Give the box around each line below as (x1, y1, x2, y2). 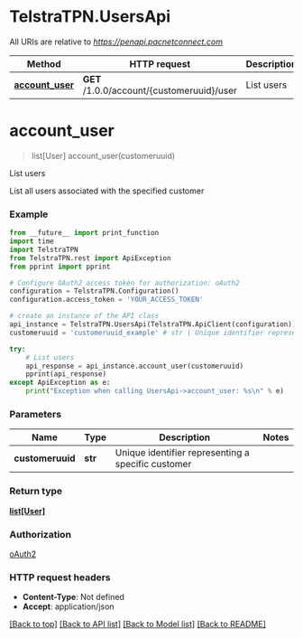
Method (26, 57, 61, 70)
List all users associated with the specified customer (9, 185, 205, 196)
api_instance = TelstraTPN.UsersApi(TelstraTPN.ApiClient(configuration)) (9, 320, 297, 329)
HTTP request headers (9, 571, 111, 584)
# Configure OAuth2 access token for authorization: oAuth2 (9, 278, 241, 287)
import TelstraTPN (9, 245, 78, 254)
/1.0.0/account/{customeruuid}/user (82, 84, 237, 97)
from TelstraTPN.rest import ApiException (9, 253, 171, 263)
